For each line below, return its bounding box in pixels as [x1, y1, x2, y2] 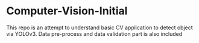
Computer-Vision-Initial [6, 4, 128, 18]
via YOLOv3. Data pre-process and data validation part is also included [6, 30, 183, 37]
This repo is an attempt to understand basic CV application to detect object [6, 24, 193, 31]
